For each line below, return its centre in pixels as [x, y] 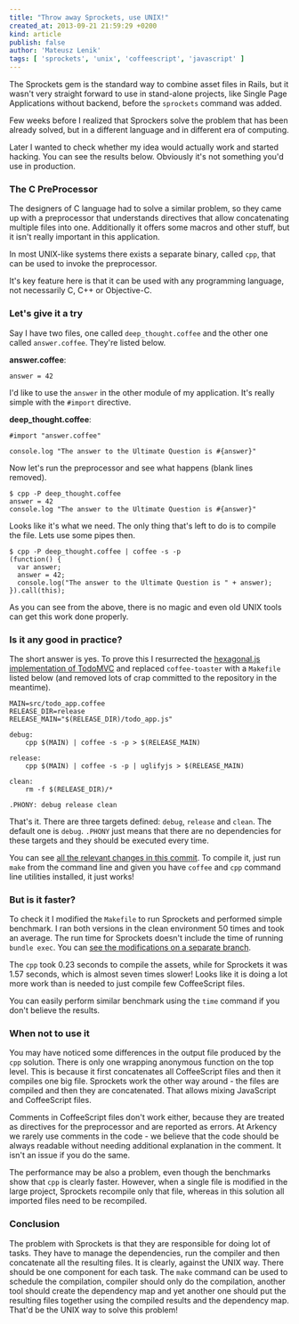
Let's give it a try [46, 314]
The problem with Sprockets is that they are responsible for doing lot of [140, 1243]
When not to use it [50, 1034]
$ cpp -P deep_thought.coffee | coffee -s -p [95, 552]
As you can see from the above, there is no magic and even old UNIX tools [145, 607]
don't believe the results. [55, 1010]
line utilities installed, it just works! [72, 876]
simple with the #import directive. [70, 402]
